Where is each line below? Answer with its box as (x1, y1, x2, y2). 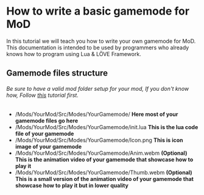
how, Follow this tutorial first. (6, 91, 79, 99)
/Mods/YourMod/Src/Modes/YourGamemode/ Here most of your (15, 110, 178, 118)
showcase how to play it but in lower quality (15, 182, 129, 189)
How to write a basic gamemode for (6, 4, 190, 18)
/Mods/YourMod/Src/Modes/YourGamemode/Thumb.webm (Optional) (15, 169, 193, 176)
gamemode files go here (15, 117, 79, 124)
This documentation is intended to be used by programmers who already (6, 44, 189, 51)
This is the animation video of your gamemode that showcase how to (15, 155, 194, 163)
